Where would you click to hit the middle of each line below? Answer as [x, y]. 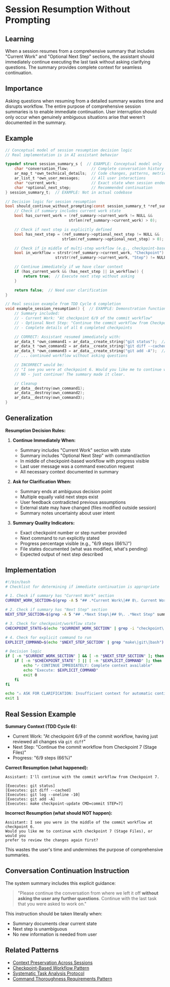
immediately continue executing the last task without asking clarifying [78, 62]
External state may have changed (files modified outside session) [88, 507]
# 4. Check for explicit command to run [49, 638]
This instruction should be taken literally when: [54, 913]
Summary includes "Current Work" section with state [75, 450]
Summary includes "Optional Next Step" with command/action [85, 455]
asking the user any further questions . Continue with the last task [87, 898]
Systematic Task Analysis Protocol [48, 973]
